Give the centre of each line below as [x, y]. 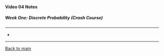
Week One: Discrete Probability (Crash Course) [54, 18]
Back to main [18, 48]
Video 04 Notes [21, 7]
